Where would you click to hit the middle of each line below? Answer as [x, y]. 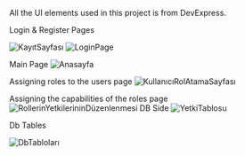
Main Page [29, 64]
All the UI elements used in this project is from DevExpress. [118, 13]
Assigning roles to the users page [71, 82]
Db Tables [28, 125]
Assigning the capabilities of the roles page [89, 98]
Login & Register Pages [52, 30]
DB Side [154, 108]
